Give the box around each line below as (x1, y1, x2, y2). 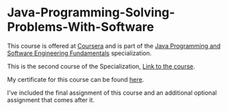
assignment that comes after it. (7, 95, 94, 104)
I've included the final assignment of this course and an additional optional (7, 89, 217, 97)
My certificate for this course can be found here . (7, 75, 144, 83)
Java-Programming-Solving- (7, 5, 175, 20)
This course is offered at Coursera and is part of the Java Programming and (7, 42, 221, 50)
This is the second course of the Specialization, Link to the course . (7, 62, 195, 70)
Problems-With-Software (7, 19, 154, 35)
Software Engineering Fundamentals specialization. (7, 49, 152, 57)
